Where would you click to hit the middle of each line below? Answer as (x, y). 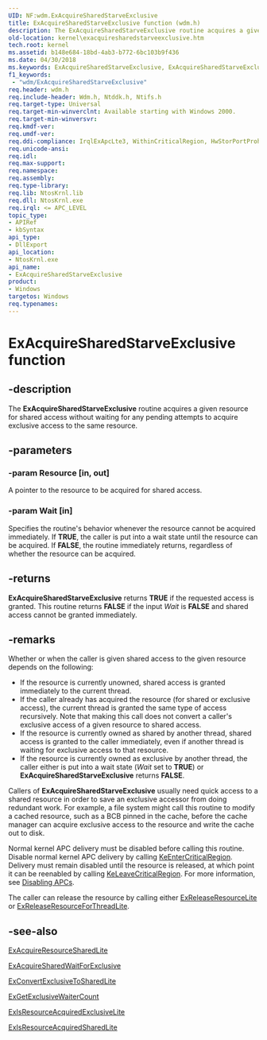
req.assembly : (32, 179)
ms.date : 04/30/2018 (43, 60)
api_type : (25, 238)
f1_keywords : (30, 75)
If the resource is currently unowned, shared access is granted (122, 683)
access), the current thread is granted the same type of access (123, 708)
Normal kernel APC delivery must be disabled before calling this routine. (126, 848)
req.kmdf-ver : (32, 126)
